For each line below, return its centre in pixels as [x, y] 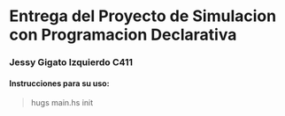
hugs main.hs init [62, 103]
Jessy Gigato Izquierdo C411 [71, 62]
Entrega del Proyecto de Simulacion [143, 16]
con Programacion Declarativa [123, 35]
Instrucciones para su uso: [59, 83]
